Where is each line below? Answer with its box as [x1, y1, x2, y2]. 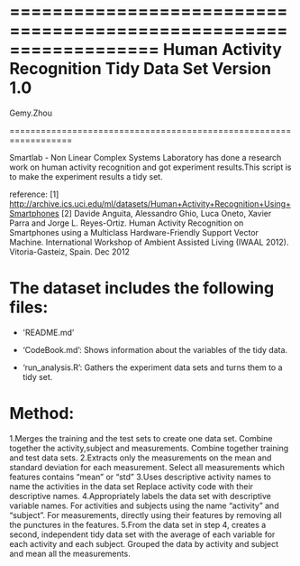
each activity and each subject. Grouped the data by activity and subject [9, 538, 279, 549]
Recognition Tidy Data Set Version [9, 59, 272, 79]
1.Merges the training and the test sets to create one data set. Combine [9, 432, 273, 443]
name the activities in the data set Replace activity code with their [9, 480, 254, 492]
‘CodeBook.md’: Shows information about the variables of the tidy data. [22, 344, 288, 355]
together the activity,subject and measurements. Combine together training [9, 442, 289, 453]
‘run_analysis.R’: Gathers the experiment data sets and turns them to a [22, 362, 283, 373]
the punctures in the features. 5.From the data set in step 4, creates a [9, 519, 267, 530]
